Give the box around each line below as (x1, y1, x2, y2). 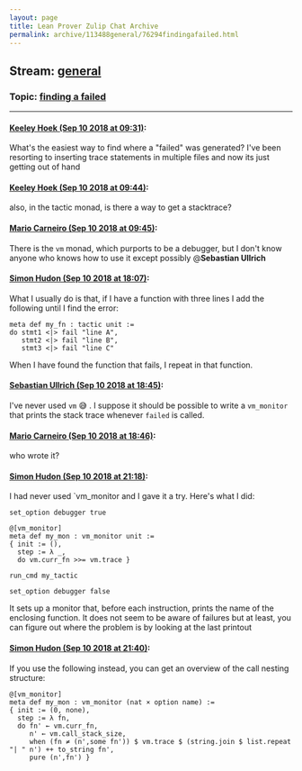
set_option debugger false (9, 587, 111, 596)
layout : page (9, 13, 58, 23)
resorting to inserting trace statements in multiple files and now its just (9, 152, 270, 163)
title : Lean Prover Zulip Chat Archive (9, 22, 159, 31)
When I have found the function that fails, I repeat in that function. (9, 359, 253, 370)
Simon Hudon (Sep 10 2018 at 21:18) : (9, 470, 148, 482)
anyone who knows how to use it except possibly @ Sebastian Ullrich (9, 252, 267, 263)
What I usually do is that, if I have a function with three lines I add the (9, 293, 265, 304)
